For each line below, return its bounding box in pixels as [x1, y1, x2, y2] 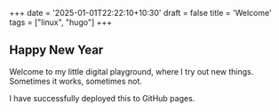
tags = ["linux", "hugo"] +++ [9, 17, 113, 28]
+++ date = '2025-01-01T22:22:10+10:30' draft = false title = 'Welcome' [9, 8, 273, 18]
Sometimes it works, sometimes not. [9, 76, 142, 86]
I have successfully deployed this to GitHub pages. [9, 92, 195, 103]
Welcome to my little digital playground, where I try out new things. [9, 66, 254, 76]
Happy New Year [9, 43, 104, 58]
